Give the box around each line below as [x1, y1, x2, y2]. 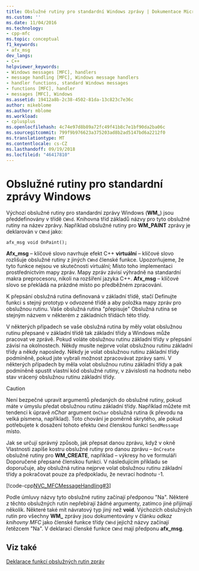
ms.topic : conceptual [6, 36, 60, 42]
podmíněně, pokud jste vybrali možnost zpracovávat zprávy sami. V [6, 354, 172, 362]
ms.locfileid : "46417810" [6, 151, 70, 157]
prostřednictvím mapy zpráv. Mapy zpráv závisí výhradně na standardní [6, 269, 181, 276]
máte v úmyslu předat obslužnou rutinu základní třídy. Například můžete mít [6, 403, 191, 410]
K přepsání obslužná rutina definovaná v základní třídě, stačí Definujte [6, 293, 177, 300]
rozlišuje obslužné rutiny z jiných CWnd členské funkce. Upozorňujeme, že [6, 256, 185, 263]
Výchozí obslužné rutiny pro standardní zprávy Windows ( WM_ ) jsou [6, 209, 174, 217]
